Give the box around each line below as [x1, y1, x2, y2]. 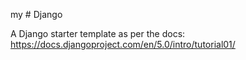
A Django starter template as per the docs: [10, 28, 186, 39]
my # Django [10, 9, 63, 20]
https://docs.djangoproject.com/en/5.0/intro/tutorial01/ [10, 39, 236, 50]
